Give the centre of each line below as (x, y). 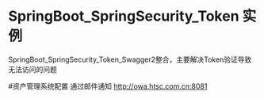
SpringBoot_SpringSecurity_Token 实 (132, 16)
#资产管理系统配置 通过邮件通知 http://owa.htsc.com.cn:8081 (108, 86)
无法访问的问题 (33, 69)
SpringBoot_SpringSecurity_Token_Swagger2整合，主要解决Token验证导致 (130, 59)
